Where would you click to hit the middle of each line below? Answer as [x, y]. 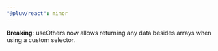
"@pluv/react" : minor [37, 13]
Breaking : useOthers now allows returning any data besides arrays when [109, 33]
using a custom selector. [41, 40]
